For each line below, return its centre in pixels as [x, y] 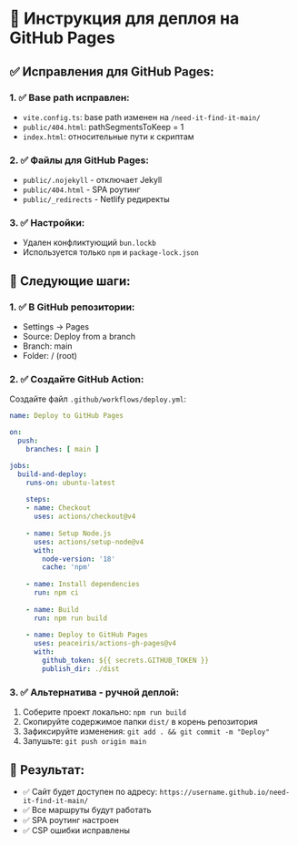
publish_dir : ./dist [81, 668]
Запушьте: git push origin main [84, 741]
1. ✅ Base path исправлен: [70, 97]
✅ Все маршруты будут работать [87, 809]
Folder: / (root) [50, 356]
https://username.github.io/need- [225, 792]
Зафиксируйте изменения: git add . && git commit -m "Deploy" [146, 731]
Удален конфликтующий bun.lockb [89, 243]
